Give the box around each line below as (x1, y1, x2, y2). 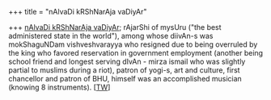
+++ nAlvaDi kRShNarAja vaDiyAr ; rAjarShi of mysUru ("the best (8, 23, 222, 31)
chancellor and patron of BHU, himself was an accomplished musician (8, 74, 243, 83)
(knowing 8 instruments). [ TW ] (8, 82, 111, 92)
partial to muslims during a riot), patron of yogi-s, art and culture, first (8, 65, 240, 75)
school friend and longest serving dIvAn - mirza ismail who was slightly (8, 56, 246, 66)
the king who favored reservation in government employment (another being (8, 48, 264, 57)
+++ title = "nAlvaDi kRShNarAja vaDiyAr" (8, 7, 147, 16)
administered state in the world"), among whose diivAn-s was (8, 31, 214, 40)
